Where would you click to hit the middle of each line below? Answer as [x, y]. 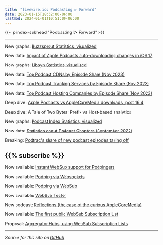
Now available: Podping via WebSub [41, 186]
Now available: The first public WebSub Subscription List [62, 214]
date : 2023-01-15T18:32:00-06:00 [39, 14]
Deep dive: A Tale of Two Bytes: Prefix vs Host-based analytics [68, 112]
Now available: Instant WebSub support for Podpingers [60, 167]
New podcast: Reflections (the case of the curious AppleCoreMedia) [73, 205]
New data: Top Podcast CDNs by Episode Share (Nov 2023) [65, 74]
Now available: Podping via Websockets [45, 177]
